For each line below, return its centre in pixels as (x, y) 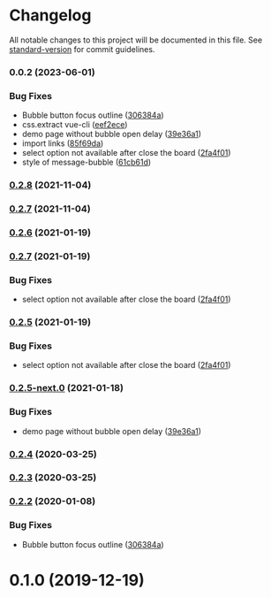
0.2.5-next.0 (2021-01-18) (66, 388)
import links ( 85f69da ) (63, 143)
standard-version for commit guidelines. (82, 49)
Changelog (50, 15)
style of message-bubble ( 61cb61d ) (87, 162)
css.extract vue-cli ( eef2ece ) (75, 125)
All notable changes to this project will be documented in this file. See (136, 40)
